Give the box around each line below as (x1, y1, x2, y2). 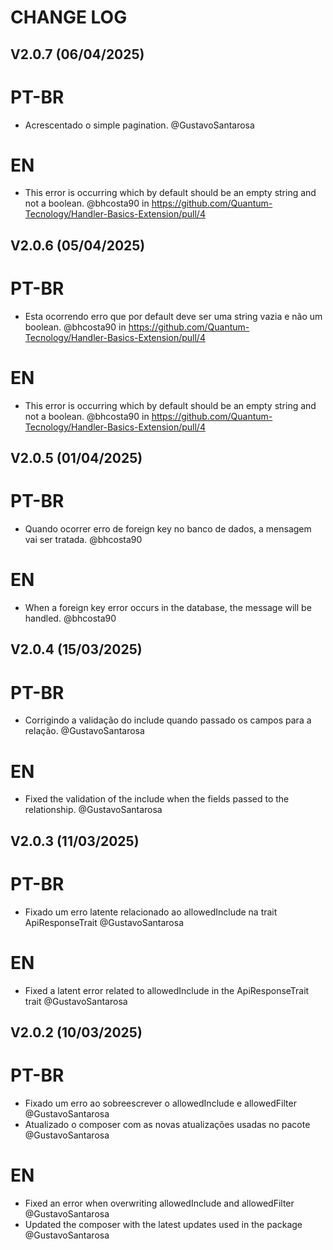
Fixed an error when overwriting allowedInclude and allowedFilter (24, 1197, 295, 1209)
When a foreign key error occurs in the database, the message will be (24, 601, 312, 613)
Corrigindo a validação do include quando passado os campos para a (24, 714, 312, 726)
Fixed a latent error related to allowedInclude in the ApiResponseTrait (24, 984, 310, 996)
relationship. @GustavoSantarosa (24, 804, 163, 816)
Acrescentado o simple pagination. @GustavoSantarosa (24, 119, 255, 131)
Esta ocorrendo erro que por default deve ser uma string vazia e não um (24, 310, 323, 322)
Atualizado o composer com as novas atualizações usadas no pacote (24, 1118, 311, 1130)
